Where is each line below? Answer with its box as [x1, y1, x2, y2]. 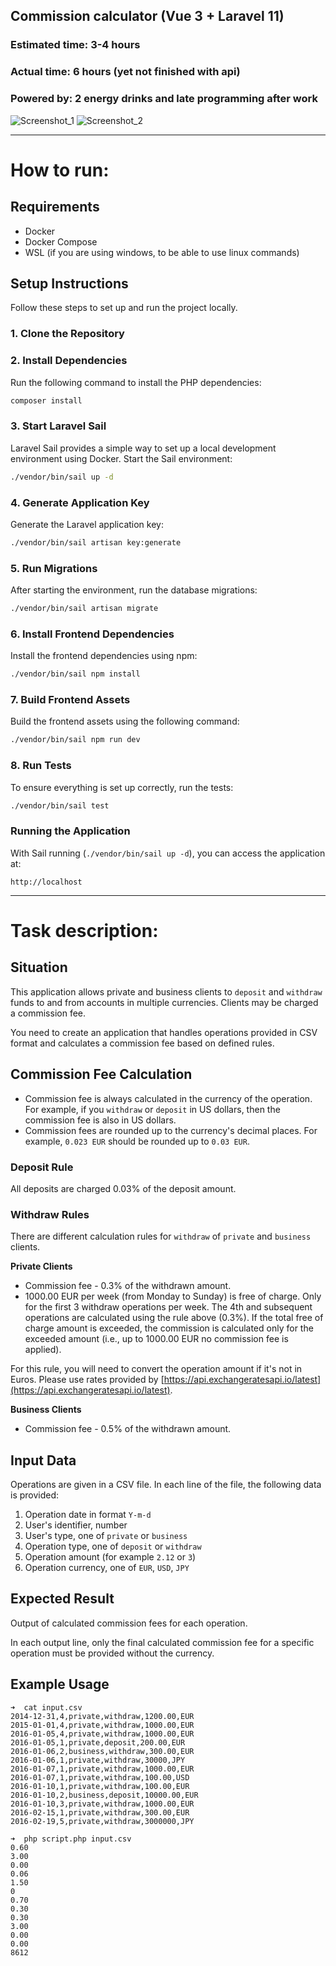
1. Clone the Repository [10, 327, 125, 341]
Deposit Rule [10, 1160, 74, 1174]
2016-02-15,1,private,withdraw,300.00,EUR [10, 1807, 190, 1818]
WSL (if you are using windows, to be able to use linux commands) [24, 246, 300, 258]
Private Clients [10, 1260, 73, 1273]
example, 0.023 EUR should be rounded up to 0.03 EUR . [24, 1135, 250, 1147]
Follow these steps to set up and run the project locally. [10, 302, 238, 314]
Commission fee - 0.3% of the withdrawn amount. [24, 1280, 232, 1292]
